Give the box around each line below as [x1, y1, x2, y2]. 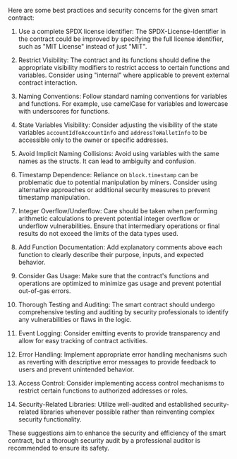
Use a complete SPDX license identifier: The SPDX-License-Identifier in [18, 28, 226, 35]
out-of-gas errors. [18, 287, 71, 295]
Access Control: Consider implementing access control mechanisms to [18, 379, 225, 387]
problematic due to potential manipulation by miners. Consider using [18, 178, 217, 186]
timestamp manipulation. [18, 193, 90, 201]
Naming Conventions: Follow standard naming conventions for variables [18, 92, 228, 100]
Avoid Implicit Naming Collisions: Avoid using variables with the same [18, 150, 219, 157]
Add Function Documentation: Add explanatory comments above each [18, 243, 223, 251]
